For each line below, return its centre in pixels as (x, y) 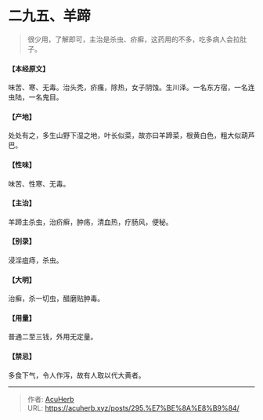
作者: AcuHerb (50, 399)
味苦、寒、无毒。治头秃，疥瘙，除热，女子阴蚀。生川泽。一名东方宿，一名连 (131, 88)
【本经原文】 (29, 68)
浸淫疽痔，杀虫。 (36, 260)
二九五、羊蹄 (50, 16)
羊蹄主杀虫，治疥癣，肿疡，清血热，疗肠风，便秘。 (90, 222)
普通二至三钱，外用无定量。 (53, 337)
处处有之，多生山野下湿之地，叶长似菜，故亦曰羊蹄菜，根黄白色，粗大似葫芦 (131, 136)
